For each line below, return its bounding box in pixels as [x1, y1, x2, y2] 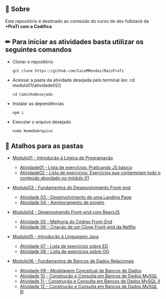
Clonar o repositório [12, 59, 54, 64]
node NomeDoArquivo [12, 128, 53, 133]
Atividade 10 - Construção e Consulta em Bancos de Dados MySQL [19, 273, 158, 279]
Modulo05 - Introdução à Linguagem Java [12, 234, 99, 239]
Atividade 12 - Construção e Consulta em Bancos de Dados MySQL [19, 284, 158, 290]
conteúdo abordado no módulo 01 [19, 175, 89, 181]
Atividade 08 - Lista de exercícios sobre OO [19, 248, 109, 254]
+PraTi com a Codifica [5, 23, 52, 29]
